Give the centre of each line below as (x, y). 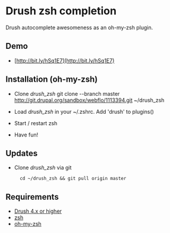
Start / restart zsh (36, 123)
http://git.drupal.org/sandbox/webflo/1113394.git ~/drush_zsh (89, 100)
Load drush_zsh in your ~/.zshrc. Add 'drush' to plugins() (84, 111)
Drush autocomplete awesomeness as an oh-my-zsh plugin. (79, 27)
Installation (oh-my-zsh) (52, 80)
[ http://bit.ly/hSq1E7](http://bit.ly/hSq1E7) (64, 60)
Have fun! (26, 135)
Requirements (32, 197)
